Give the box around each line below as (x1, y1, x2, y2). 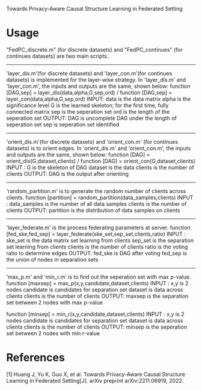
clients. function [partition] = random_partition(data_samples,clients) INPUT (6, 194, 194, 201)
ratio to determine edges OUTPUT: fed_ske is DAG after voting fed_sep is (6, 249, 188, 256)
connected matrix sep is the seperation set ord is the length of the (6, 108, 170, 115)
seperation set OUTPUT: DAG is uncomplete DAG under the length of (6, 114, 177, 122)
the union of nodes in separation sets (6, 256, 99, 263)
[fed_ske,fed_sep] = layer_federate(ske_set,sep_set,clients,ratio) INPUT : (6, 230, 186, 237)
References (6, 351, 65, 365)
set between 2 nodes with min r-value (6, 329, 100, 336)
